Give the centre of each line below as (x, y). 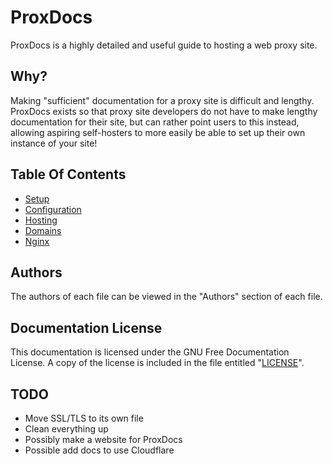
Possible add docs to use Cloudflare (99, 450)
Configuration (53, 209)
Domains (43, 230)
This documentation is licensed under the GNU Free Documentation (150, 352)
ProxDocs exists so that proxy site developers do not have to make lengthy (164, 111)
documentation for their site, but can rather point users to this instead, (155, 122)
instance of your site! (54, 143)
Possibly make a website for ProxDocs (103, 439)
